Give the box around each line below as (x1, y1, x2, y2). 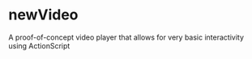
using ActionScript (8, 40, 70, 50)
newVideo (8, 6, 79, 24)
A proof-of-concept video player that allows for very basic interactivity (8, 32, 245, 42)
